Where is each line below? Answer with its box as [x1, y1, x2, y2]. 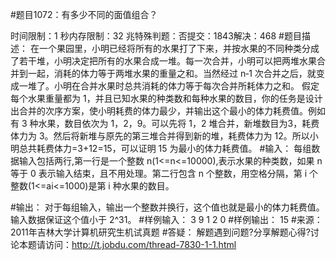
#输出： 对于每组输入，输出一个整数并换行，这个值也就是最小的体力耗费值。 [10, 201, 325, 213]
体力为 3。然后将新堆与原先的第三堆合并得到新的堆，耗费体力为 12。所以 [10, 130, 310, 142]
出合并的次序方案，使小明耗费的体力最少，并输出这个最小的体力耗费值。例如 [10, 105, 326, 117]
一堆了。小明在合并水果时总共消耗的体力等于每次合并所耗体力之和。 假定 [18, 80, 320, 92]
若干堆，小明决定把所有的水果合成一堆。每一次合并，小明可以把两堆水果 [18, 55, 317, 67]
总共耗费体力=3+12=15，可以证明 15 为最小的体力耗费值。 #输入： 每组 [18, 143, 312, 154]
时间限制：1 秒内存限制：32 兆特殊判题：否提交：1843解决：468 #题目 [10, 30, 302, 42]
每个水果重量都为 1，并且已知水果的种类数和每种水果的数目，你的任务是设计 [10, 93, 323, 104]
